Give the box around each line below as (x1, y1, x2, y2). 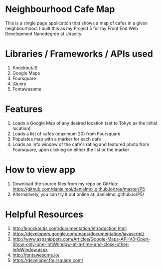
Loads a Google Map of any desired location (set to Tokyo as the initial (12, 120, 158, 126)
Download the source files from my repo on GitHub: (12, 180, 119, 186)
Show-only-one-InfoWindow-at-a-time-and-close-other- (12, 241, 130, 247)
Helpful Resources (5, 208, 84, 220)
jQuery (12, 80, 26, 86)
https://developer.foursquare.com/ (12, 257, 84, 263)
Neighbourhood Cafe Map (5, 3, 115, 15)
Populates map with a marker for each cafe (12, 136, 101, 142)
